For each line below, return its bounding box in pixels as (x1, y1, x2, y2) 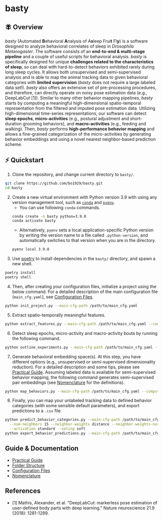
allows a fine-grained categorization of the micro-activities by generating (5, 131, 151, 137)
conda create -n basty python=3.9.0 (12, 214, 86, 219)
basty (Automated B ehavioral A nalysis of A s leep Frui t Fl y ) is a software (5, 38, 148, 44)
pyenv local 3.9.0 (12, 247, 49, 252)
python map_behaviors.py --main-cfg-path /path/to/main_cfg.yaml (5, 389, 140, 394)
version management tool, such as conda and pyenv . (12, 199, 115, 205)
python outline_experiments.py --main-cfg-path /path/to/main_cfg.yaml (5, 345, 153, 350)
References (5, 487, 41, 495)
